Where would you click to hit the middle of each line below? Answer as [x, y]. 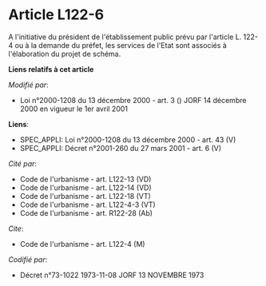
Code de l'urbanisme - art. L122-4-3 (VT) [87, 205]
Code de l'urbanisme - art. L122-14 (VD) [85, 187]
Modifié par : [29, 85]
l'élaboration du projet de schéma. [65, 54]
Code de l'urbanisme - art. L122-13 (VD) [85, 179]
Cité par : [23, 163]
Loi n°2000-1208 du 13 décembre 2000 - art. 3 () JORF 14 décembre [133, 100]
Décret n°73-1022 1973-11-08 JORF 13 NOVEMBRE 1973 [112, 275]
